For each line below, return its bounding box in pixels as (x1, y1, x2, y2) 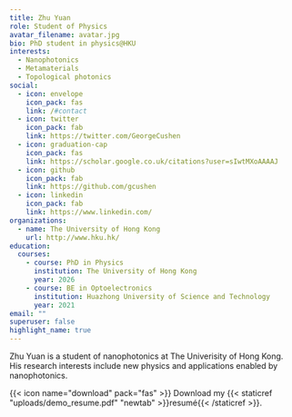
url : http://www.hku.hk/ (25, 233, 120, 242)
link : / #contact (25, 106, 88, 115)
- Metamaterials (17, 65, 79, 74)
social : (9, 81, 39, 90)
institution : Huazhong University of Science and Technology (33, 292, 271, 301)
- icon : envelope (17, 89, 84, 98)
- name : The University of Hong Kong (17, 224, 161, 233)
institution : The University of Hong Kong (33, 267, 197, 276)
